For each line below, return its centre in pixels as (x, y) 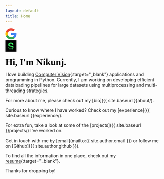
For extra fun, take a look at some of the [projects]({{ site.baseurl (73, 125)
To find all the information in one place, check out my (61, 155)
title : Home (18, 16)
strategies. (37, 91)
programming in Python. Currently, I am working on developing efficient (80, 80)
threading (15, 91)
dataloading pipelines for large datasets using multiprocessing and (75, 85)
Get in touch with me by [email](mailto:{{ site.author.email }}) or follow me (82, 140)
